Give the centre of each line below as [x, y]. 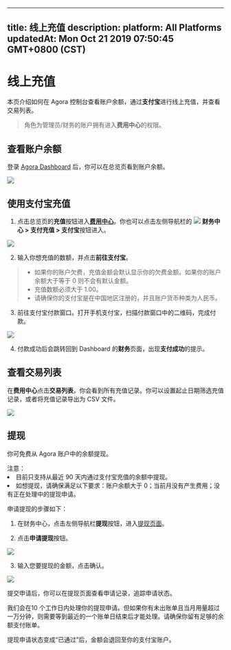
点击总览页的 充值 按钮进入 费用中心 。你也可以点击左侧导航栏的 [104, 221]
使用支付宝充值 [39, 203]
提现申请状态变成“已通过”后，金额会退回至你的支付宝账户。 [91, 639]
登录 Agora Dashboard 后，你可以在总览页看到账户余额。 [88, 167]
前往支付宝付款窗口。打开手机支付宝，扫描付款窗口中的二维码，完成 [113, 312]
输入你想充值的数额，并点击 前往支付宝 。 [74, 257]
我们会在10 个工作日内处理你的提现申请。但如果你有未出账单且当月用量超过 [113, 607]
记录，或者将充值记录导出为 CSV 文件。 [63, 399]
